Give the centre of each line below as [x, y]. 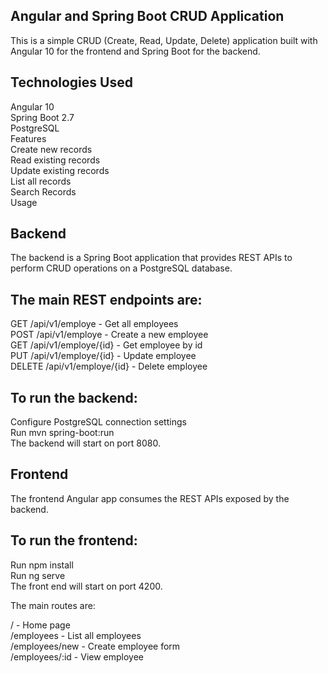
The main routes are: [53, 605]
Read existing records [55, 160]
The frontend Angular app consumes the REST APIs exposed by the [150, 498]
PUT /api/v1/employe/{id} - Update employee [103, 356]
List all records [41, 181]
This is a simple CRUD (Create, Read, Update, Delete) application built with [164, 40]
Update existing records [60, 170]
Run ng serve [38, 575]
